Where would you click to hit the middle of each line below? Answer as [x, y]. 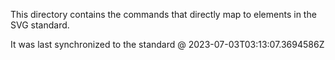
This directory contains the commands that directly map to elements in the [163, 14]
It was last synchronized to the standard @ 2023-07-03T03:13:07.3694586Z [167, 44]
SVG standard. [40, 25]
